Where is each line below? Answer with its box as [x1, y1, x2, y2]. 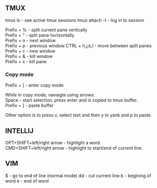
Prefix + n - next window [5, 37, 56, 43]
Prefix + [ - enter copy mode [5, 82, 64, 89]
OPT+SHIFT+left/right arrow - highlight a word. [5, 139, 101, 146]
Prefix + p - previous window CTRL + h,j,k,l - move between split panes [5, 42, 152, 49]
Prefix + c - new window [5, 48, 56, 54]
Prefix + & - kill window [5, 53, 53, 59]
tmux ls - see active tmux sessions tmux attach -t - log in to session [5, 17, 145, 23]
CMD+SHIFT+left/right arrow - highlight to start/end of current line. [5, 145, 143, 151]
